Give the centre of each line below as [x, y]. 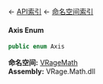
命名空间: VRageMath [43, 63]
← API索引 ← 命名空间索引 [51, 11]
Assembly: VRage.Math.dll [52, 71]
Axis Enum [26, 30]
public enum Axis [37, 47]
